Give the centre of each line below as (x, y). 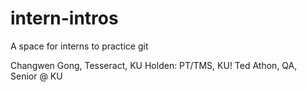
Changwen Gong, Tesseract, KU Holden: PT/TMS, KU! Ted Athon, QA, (154, 65)
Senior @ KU (36, 76)
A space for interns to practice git (79, 46)
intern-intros (64, 18)
